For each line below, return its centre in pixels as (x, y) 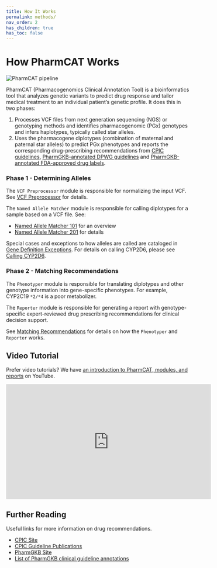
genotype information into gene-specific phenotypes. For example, (87, 290)
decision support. (27, 320)
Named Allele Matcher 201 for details (59, 232)
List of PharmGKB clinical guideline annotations (72, 559)
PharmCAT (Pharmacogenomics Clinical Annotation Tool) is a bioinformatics (98, 90)
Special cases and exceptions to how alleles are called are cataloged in (92, 244)
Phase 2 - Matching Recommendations (62, 271)
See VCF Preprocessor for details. (47, 197)
